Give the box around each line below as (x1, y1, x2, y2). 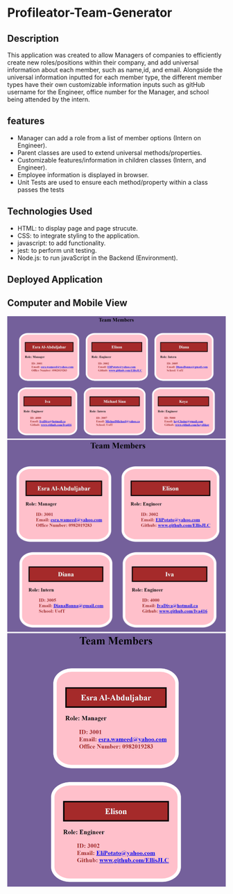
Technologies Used (7, 206, 92, 217)
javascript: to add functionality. (17, 238, 106, 247)
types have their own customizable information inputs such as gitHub (7, 81, 205, 88)
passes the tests (17, 185, 64, 194)
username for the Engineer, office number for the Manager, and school (7, 88, 209, 96)
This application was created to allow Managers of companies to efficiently (7, 51, 222, 59)
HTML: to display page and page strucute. (17, 224, 138, 232)
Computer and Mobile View (7, 297, 128, 309)
